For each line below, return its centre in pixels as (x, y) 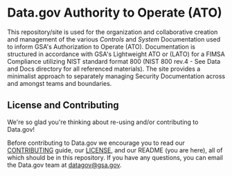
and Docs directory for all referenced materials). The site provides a (104, 69)
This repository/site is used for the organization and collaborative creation (113, 32)
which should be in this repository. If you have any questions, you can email (115, 157)
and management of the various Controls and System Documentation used (114, 39)
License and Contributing (63, 105)
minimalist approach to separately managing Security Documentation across (116, 76)
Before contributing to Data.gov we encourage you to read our (96, 143)
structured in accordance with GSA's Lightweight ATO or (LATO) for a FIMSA (116, 54)
